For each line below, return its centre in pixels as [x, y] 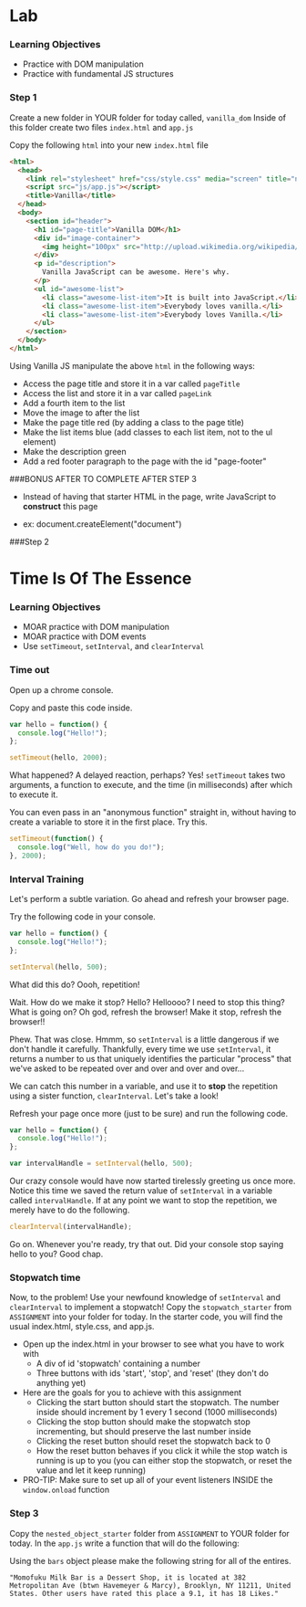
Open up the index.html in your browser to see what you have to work [153, 1344]
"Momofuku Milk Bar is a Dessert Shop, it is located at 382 [128, 1577]
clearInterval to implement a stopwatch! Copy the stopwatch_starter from [151, 1308]
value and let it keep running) [91, 1470]
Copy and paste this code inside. [71, 708]
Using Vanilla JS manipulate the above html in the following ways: [132, 365]
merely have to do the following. [70, 1210]
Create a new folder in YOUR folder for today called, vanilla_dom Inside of [148, 117]
